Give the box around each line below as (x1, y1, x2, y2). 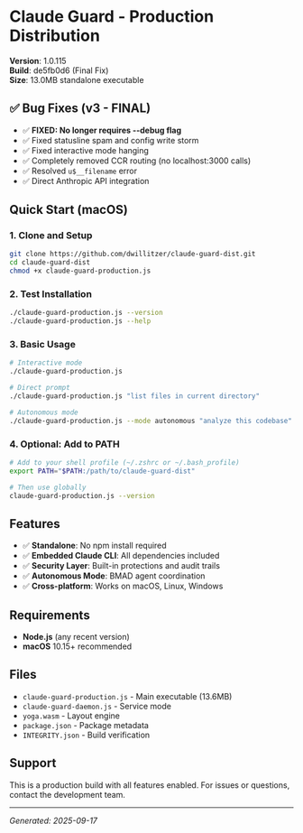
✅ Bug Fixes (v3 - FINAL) (9, 101, 151, 116)
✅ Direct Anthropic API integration (22, 175, 150, 186)
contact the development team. (9, 789, 126, 800)
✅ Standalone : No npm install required (22, 540, 167, 551)
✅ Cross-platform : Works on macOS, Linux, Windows (22, 580, 224, 592)
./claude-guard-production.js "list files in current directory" (9, 392, 260, 401)
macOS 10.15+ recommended (22, 641, 133, 652)
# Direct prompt (9, 384, 70, 393)
